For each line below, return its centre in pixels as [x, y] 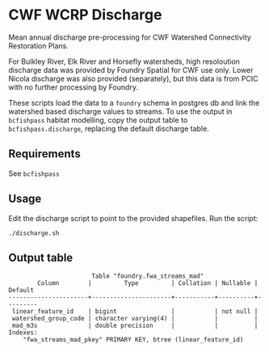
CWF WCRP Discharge [85, 15]
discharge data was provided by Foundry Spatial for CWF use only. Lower [131, 69]
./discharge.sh [34, 233]
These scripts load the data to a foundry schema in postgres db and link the [134, 103]
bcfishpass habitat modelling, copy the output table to [98, 119]
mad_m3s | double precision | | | [135, 326]
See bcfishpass [34, 173]
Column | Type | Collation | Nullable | [148, 283]
